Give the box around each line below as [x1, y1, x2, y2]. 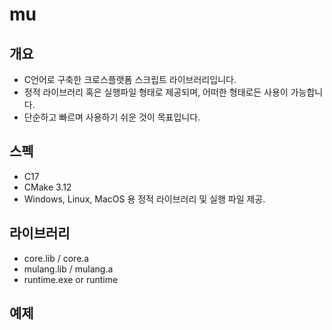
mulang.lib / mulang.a [23, 263, 114, 275]
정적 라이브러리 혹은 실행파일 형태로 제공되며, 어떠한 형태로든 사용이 [23, 86, 289, 98]
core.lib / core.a [23, 252, 90, 264]
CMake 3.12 [23, 181, 72, 193]
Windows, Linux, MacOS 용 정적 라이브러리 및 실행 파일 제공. [23, 193, 266, 205]
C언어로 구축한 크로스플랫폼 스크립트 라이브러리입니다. [23, 74, 237, 85]
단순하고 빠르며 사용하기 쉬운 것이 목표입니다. [23, 111, 201, 123]
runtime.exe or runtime [23, 273, 119, 285]
